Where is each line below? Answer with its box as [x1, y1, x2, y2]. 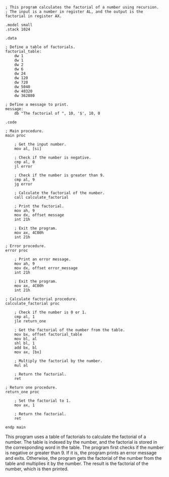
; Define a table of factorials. [5, 44, 76, 50]
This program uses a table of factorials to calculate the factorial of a [5, 434, 146, 440]
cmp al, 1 [14, 314, 35, 319]
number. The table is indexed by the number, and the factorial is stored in [5, 439, 157, 445]
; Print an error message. [14, 257, 71, 262]
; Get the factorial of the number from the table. [14, 327, 125, 332]
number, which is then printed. [5, 466, 69, 472]
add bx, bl [14, 345, 37, 350]
